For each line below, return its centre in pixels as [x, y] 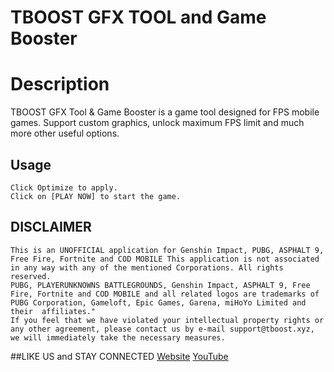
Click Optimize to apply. [64, 187]
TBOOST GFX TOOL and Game [138, 17]
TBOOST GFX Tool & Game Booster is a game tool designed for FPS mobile [165, 112]
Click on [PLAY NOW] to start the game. [96, 196]
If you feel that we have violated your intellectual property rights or [167, 320]
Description [60, 84]
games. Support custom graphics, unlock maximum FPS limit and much [157, 123]
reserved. [31, 276]
